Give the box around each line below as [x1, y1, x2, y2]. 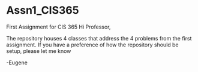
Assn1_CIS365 [6, 4, 79, 17]
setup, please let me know [6, 47, 71, 54]
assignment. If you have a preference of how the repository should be [6, 41, 179, 48]
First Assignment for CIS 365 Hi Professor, [6, 23, 111, 30]
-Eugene [6, 59, 28, 66]
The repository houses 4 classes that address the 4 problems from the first [6, 35, 192, 42]
